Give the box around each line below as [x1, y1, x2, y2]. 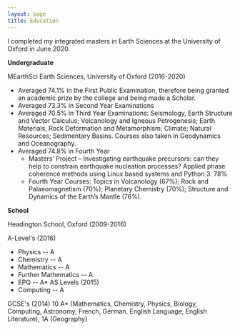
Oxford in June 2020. [7, 44, 70, 53]
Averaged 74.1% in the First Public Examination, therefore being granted [17, 86, 229, 94]
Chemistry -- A [17, 255, 62, 264]
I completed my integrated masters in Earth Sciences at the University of [7, 36, 221, 45]
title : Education [7, 17, 59, 24]
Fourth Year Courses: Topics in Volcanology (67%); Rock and [28, 176, 209, 186]
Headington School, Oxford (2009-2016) [7, 219, 126, 229]
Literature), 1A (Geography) [7, 314, 88, 323]
